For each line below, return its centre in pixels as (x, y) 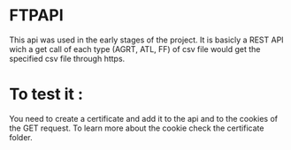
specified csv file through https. (67, 58)
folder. (21, 137)
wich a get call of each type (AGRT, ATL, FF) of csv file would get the (135, 49)
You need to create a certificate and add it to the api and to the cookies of (144, 118)
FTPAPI (36, 15)
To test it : (46, 94)
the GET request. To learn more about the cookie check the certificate (137, 128)
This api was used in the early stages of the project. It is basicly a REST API (147, 40)
